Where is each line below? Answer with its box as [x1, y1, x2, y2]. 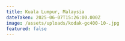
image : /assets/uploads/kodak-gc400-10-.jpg [6, 20, 120, 26]
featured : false [6, 25, 47, 32]
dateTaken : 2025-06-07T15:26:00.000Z [6, 14, 101, 20]
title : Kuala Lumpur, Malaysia [6, 8, 85, 15]
